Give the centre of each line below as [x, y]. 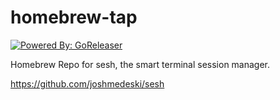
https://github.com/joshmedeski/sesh [87, 83]
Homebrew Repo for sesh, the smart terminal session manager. [140, 64]
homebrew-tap [74, 17]
